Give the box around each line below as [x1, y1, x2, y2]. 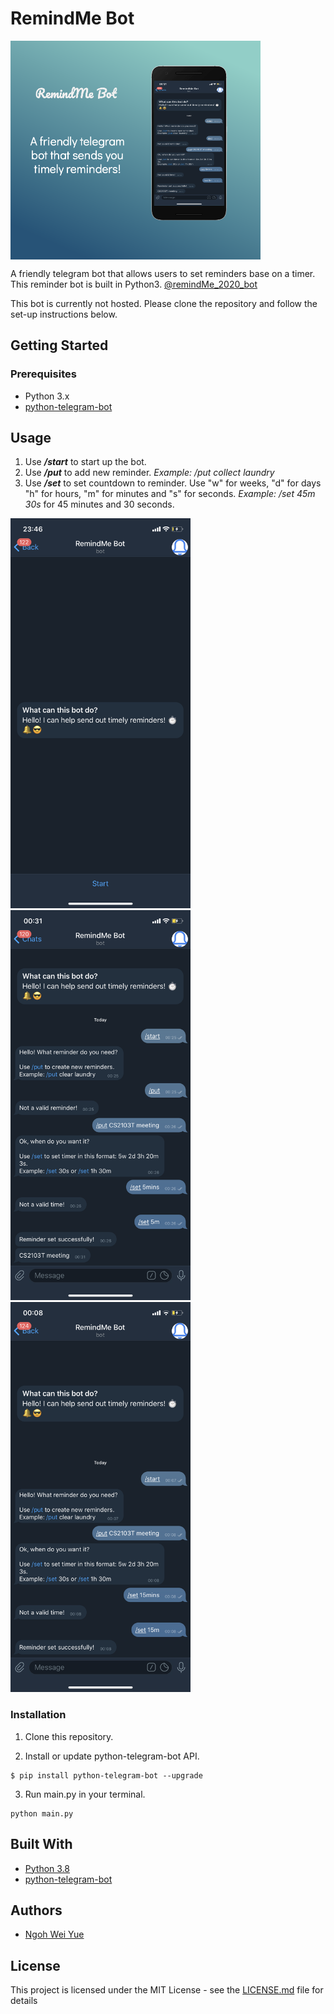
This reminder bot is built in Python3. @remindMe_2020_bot [10, 278, 258, 290]
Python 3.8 [24, 1862, 70, 1874]
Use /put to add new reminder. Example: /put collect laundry [24, 467, 275, 479]
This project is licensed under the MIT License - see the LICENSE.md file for [10, 1984, 324, 1996]
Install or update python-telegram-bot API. [24, 1750, 200, 1762]
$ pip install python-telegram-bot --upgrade [10, 1770, 203, 1781]
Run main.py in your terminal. [24, 1788, 146, 1800]
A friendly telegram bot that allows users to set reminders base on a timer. [10, 267, 316, 279]
